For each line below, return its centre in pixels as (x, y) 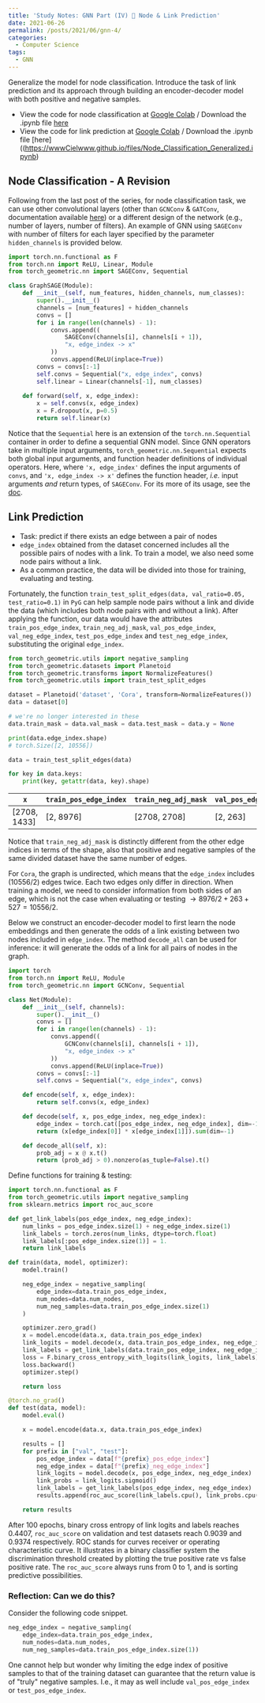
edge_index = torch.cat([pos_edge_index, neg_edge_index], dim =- (146, 1124)
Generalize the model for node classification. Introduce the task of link (122, 82)
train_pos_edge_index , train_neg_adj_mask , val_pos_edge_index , (112, 627)
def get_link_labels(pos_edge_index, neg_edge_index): (100, 1219)
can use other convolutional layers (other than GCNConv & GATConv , (114, 209)
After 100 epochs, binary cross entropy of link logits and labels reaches (124, 1525)
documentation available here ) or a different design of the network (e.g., (125, 217)
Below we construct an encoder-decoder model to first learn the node (122, 923)
